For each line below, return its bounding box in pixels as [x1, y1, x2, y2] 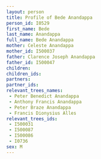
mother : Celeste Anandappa [6, 43, 74, 49]
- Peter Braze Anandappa [8, 104, 71, 111]
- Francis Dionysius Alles [8, 110, 77, 116]
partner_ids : [6, 82, 39, 88]
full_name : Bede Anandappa [6, 37, 74, 43]
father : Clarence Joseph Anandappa [6, 54, 96, 60]
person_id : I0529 [6, 20, 50, 26]
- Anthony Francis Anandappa [8, 99, 82, 105]
